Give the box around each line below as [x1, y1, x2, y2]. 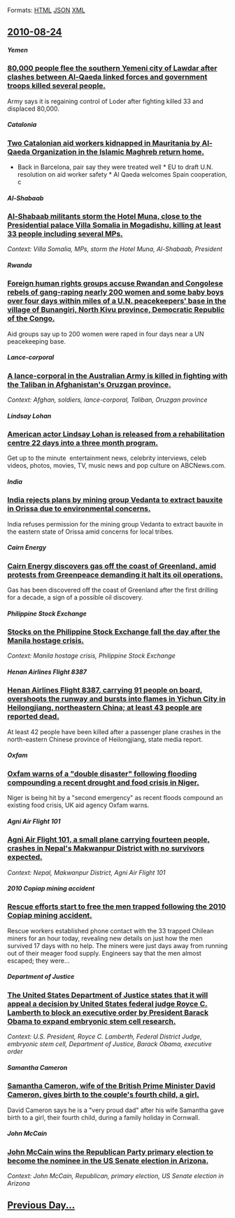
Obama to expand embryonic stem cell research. [7, 1016, 176, 1026]
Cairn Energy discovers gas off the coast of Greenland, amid [7, 561, 217, 571]
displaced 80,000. [7, 104, 59, 113]
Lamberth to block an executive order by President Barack [7, 1008, 208, 1017]
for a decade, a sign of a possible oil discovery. [7, 593, 143, 602]
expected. [7, 852, 43, 862]
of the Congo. [7, 313, 55, 323]
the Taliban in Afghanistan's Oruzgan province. [7, 379, 171, 389]
